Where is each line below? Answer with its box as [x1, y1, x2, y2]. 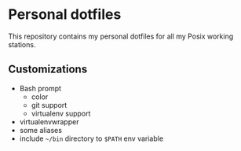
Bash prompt [19, 83, 61, 93]
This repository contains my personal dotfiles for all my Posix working [8, 31, 234, 41]
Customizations [8, 63, 88, 76]
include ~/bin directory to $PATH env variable [19, 134, 163, 143]
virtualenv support [31, 109, 91, 118]
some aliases [19, 125, 63, 134]
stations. [8, 39, 36, 49]
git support [31, 100, 68, 109]
